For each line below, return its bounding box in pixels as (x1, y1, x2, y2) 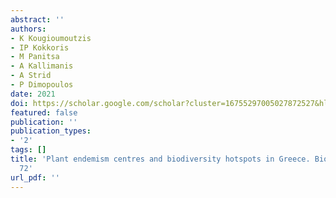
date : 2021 (10, 89, 56, 99)
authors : (10, 24, 47, 34)
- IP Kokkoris (10, 42, 70, 53)
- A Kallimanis (10, 61, 74, 71)
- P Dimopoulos (10, 80, 74, 90)
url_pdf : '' (10, 172, 60, 183)
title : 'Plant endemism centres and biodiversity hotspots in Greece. (10, 154, 311, 164)
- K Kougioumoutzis (10, 33, 92, 43)
